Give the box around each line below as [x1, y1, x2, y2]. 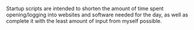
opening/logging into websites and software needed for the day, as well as [6, 11, 189, 18]
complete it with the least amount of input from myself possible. [6, 18, 162, 24]
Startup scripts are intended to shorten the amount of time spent [6, 5, 164, 12]
